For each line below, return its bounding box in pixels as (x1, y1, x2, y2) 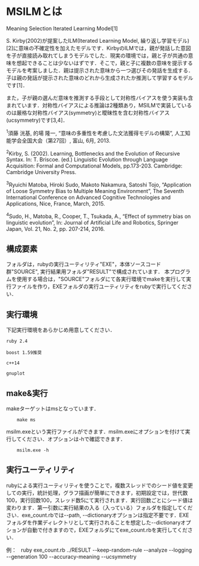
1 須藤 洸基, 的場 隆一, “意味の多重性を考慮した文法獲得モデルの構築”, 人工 (6, 128, 185, 137)
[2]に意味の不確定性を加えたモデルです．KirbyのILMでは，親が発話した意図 (6, 45, 191, 52)
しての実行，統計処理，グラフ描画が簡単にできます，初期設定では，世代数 (6, 489, 188, 496)
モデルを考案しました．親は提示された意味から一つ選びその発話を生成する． (6, 67, 194, 74)
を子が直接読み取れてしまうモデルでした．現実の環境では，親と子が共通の (6, 52, 188, 59)
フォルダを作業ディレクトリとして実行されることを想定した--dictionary (6, 518, 181, 526)
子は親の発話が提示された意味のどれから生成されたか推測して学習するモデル (6, 74, 194, 81)
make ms (17, 417, 36, 423)
